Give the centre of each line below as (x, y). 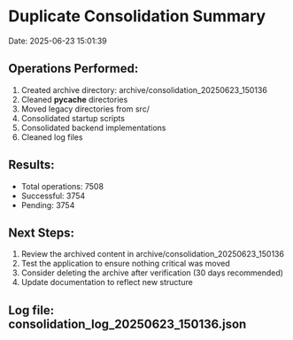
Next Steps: (41, 232)
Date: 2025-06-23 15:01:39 (58, 41)
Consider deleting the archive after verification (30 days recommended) (152, 273)
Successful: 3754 (53, 196)
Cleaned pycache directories (74, 99)
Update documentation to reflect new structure (107, 282)
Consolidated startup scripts (73, 118)
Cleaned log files (52, 137)
